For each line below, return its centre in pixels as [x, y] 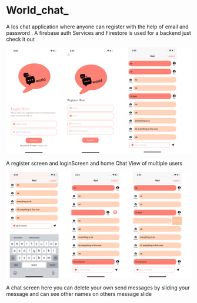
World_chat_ [37, 10]
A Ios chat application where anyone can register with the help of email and [98, 27]
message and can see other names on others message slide [79, 294]
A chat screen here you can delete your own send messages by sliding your [98, 288]
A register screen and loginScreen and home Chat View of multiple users [94, 164]
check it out [21, 39]
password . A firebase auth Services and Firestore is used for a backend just [98, 32]
